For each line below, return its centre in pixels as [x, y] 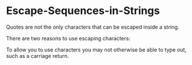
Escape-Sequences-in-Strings [83, 11]
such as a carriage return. [38, 56]
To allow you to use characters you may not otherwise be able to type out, [96, 49]
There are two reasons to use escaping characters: [68, 38]
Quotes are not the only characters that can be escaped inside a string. [93, 27]
